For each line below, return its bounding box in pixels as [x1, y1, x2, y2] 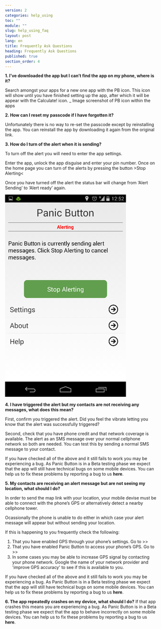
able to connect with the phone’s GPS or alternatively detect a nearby [5, 500, 144, 506]
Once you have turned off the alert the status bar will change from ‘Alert [5, 180, 148, 186]
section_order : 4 [5, 59, 40, 64]
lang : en [5, 39, 23, 44]
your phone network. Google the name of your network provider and [12, 559, 149, 565]
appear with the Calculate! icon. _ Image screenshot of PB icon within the [5, 97, 151, 104]
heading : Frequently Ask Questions [5, 48, 77, 53]
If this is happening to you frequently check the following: [5, 529, 120, 535]
